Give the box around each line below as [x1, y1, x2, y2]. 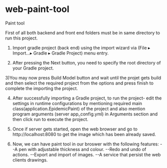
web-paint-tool [5, 3, 69, 15]
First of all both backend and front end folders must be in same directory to [5, 29, 160, 35]
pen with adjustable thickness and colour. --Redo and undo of [18, 146, 146, 152]
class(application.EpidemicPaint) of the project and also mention [12, 105, 145, 111]
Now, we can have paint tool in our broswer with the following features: [12, 141, 159, 147]
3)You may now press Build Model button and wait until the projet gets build [5, 74, 161, 80]
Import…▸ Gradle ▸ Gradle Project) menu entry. [12, 50, 109, 56]
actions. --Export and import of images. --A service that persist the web [12, 151, 161, 157]
